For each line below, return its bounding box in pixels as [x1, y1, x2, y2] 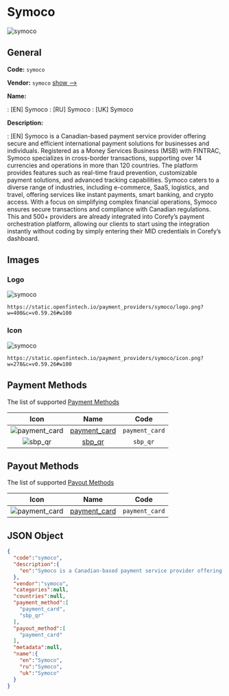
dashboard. [7, 234, 40, 242]
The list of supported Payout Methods [7, 478, 114, 487]
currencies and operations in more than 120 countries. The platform [7, 161, 198, 169]
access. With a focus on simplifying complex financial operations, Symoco [7, 198, 217, 206]
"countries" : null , [13, 593, 67, 600]
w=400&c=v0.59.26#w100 [7, 310, 72, 317]
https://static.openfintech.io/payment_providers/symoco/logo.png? [7, 304, 204, 310]
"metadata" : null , [13, 644, 63, 651]
